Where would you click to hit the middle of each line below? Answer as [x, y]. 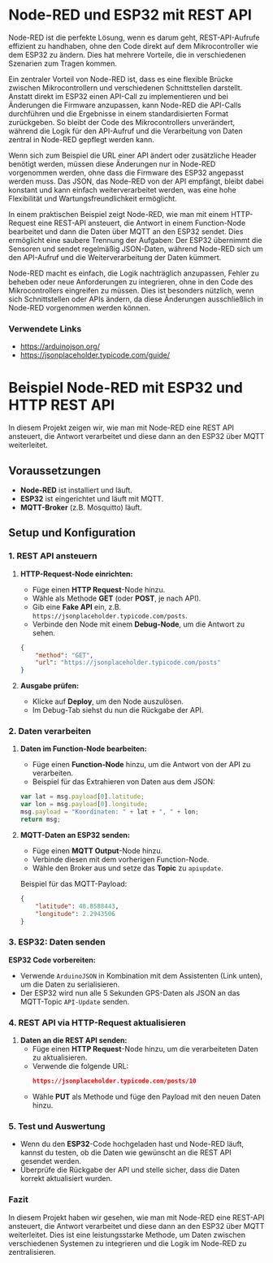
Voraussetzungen [55, 470]
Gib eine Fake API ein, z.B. [77, 606]
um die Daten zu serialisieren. [70, 984]
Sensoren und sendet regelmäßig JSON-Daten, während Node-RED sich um [136, 249]
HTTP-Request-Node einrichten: [76, 574]
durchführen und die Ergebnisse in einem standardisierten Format [119, 113]
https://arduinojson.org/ [60, 346]
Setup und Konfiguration [72, 533]
